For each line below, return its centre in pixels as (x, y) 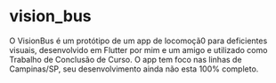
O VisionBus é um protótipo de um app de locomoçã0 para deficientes (138, 41)
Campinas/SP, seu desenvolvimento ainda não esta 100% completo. (134, 69)
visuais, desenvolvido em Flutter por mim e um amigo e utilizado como (138, 49)
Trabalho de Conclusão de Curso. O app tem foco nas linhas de (126, 59)
